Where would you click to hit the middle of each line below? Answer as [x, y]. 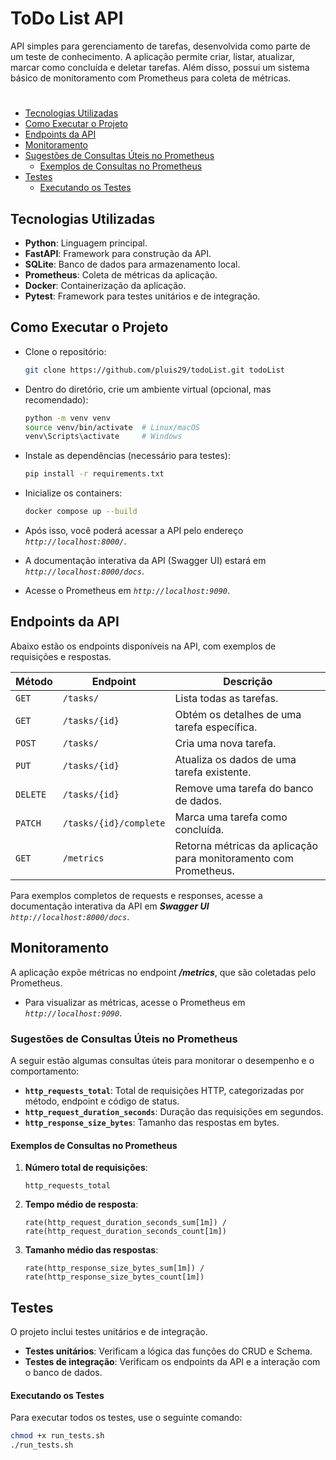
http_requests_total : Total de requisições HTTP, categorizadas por [164, 1090]
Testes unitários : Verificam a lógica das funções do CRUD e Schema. [168, 1351]
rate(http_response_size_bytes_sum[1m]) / [114, 1268]
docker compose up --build [81, 512]
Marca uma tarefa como [231, 817]
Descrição [248, 681]
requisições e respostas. [61, 656]
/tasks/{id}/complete [114, 823]
